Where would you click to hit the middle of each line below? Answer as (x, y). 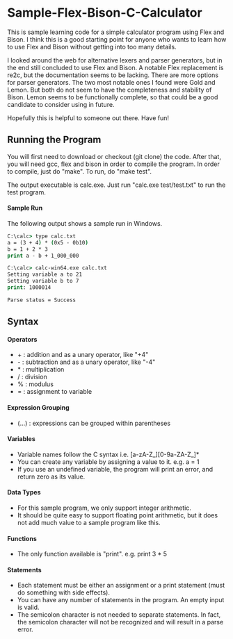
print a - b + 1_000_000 (43, 256)
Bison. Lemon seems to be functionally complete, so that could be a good (113, 97)
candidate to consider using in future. (61, 104)
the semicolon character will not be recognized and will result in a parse (120, 622)
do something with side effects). (63, 592)
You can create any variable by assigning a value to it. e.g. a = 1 (108, 462)
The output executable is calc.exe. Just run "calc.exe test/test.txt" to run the (116, 185)
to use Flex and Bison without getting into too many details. (92, 47)
